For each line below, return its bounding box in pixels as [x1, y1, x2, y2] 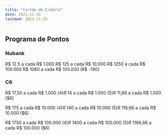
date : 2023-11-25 [5, 12, 41, 17]
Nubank [5, 50, 25, 57]
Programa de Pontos [5, 35, 69, 43]
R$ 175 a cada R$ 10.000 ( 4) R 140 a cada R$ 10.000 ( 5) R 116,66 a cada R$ [5, 105, 156, 111]
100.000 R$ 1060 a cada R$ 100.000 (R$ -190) [5, 67, 100, 72]
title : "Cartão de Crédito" [5, 7, 63, 12]
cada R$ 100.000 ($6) [5, 125, 50, 131]
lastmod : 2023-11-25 [5, 16, 48, 21]
